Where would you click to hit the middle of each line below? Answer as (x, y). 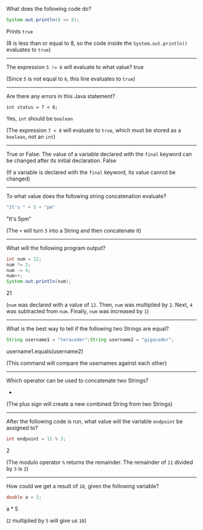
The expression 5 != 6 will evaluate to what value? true (75, 67)
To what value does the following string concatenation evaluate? (86, 196)
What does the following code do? (49, 9)
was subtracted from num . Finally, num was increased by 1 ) (78, 311)
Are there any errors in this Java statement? (61, 96)
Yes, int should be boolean (40, 118)
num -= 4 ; (19, 270)
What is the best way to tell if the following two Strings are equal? (88, 329)
